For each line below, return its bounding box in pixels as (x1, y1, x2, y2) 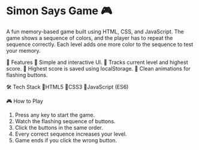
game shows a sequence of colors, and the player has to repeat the (6, 34, 173, 41)
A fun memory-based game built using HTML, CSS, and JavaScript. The (6, 27, 184, 35)
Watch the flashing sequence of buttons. (14, 117, 116, 125)
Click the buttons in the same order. (14, 124, 104, 131)
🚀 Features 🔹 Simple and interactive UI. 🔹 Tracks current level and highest (6, 59, 188, 66)
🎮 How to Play (6, 97, 43, 105)
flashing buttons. (6, 71, 48, 78)
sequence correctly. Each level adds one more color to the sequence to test (6, 41, 194, 48)
